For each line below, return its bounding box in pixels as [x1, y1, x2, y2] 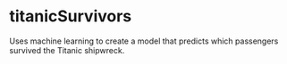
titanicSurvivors [9, 6, 132, 27]
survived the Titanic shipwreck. [9, 44, 125, 55]
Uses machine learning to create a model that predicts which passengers [9, 36, 279, 46]
